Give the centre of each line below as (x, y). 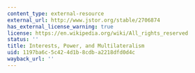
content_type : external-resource (56, 14)
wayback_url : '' (31, 59)
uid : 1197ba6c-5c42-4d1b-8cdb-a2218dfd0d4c (71, 53)
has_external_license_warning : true (60, 26)
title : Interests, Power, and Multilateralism (76, 46)
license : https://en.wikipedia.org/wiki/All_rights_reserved (98, 33)
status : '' (23, 40)
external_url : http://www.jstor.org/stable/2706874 (84, 20)
